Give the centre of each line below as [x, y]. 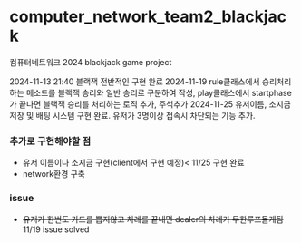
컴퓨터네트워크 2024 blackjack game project [91, 62]
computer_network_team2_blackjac [148, 17]
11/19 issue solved [56, 229]
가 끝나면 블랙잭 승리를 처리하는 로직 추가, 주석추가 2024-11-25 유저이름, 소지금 [150, 104]
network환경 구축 [54, 174]
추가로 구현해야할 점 [50, 141]
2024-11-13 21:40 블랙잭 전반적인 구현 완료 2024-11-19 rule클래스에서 [135, 81]
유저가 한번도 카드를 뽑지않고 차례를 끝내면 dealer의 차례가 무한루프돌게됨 [153, 219]
